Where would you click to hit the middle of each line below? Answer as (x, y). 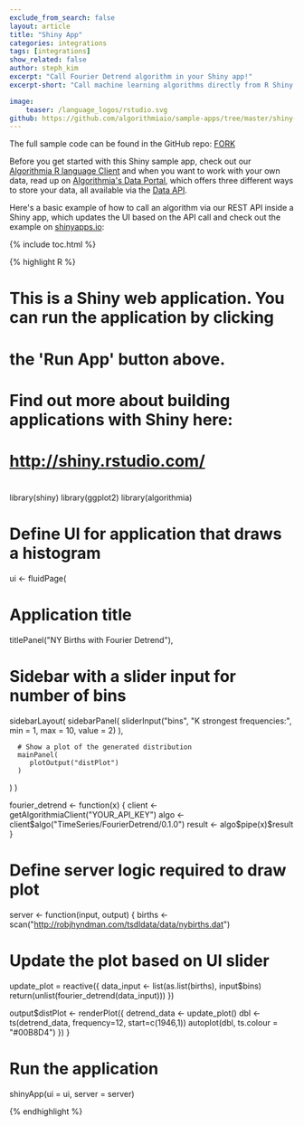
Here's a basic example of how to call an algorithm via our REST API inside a (152, 208)
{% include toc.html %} (53, 244)
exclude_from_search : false (62, 18)
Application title (71, 615)
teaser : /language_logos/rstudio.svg (97, 109)
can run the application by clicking (142, 318)
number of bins (68, 696)
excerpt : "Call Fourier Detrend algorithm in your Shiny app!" (131, 77)
